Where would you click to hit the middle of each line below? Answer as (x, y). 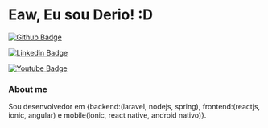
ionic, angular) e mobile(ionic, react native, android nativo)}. (107, 115)
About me (28, 89)
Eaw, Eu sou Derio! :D (80, 15)
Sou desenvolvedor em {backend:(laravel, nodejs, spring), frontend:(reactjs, (134, 107)
